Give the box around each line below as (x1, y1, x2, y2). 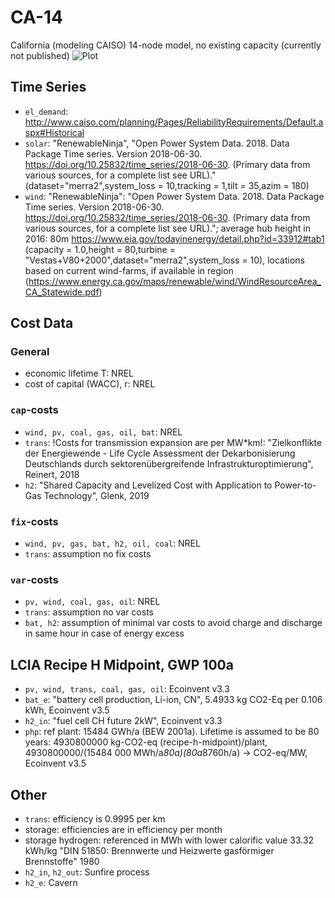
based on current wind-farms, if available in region (24, 264, 234, 276)
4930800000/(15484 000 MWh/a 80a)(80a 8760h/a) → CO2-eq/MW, (24, 747, 308, 759)
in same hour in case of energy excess (24, 627, 185, 640)
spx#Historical (24, 126, 85, 138)
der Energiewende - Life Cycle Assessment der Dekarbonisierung (24, 447, 296, 459)
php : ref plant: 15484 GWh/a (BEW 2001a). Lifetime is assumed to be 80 (24, 726, 320, 738)
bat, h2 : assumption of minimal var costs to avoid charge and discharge (24, 617, 323, 629)
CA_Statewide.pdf (24, 286, 100, 298)
